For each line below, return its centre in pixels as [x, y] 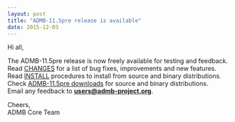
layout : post [27, 14]
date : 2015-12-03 [33, 27]
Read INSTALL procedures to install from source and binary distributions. [115, 76]
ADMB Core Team [34, 112]
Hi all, [16, 48]
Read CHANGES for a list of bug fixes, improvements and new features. [112, 69]
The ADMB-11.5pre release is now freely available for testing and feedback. [117, 61]
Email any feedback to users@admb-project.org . [80, 91]
